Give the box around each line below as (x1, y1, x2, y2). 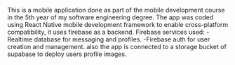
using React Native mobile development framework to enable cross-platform (7, 21, 229, 28)
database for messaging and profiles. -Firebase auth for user (34, 35, 210, 44)
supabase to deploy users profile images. (7, 50, 127, 58)
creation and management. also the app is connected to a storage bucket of (7, 43, 227, 50)
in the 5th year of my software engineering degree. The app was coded (7, 13, 214, 21)
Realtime (7, 35, 33, 44)
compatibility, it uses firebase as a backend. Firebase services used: (7, 28, 205, 36)
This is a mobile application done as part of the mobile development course (7, 6, 225, 14)
